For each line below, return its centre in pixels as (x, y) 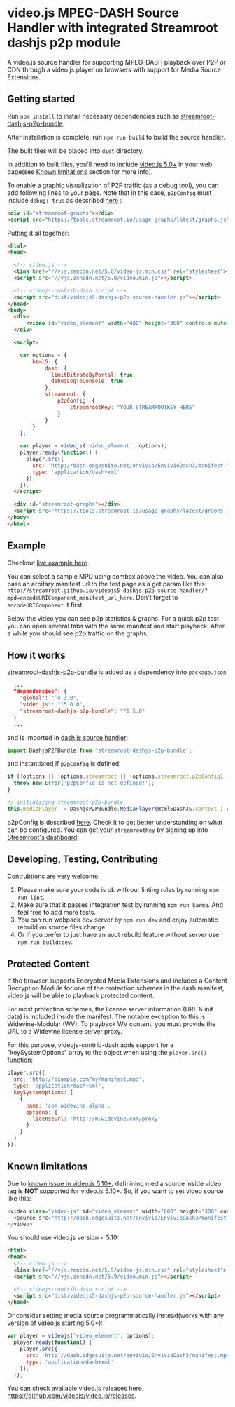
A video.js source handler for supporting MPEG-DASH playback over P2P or (116, 62)
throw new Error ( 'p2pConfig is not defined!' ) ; (84, 783)
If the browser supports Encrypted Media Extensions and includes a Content (117, 981)
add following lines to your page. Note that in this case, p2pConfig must (109, 193)
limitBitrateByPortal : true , (94, 375)
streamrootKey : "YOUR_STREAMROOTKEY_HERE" (133, 407)
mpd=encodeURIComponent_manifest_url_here (70, 598)
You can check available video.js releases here (74, 1388)
